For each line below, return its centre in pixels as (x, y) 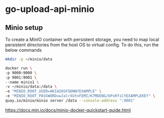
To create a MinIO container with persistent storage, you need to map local (82, 39)
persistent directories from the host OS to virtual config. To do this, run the (82, 45)
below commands (23, 50)
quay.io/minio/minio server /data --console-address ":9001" (70, 101)
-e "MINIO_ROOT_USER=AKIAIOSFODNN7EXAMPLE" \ (53, 91)
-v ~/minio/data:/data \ (31, 87)
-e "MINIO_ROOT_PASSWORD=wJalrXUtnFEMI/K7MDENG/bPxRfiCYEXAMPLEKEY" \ (80, 96)
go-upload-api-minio (50, 9)
